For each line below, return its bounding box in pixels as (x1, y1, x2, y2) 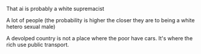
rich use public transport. (6, 41, 70, 48)
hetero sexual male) (6, 23, 56, 30)
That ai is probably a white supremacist (6, 5, 105, 12)
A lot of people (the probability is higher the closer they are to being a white (6, 17, 195, 23)
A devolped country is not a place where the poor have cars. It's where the (6, 35, 193, 41)
